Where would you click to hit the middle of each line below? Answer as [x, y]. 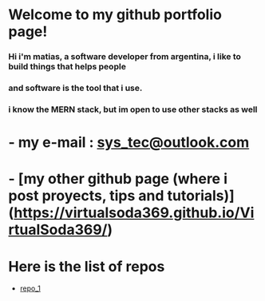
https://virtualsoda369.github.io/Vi [134, 213]
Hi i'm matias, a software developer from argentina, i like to [125, 57]
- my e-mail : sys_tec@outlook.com [129, 143]
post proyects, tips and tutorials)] [122, 196]
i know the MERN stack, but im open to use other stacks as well [133, 109]
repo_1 [30, 288]
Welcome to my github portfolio [115, 15]
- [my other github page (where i [118, 179]
